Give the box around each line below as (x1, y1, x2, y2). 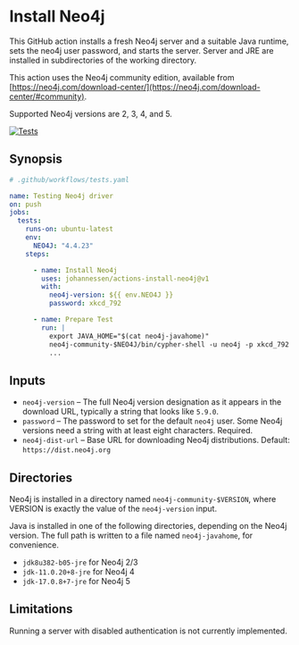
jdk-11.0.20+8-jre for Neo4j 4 (21, 566, 136, 577)
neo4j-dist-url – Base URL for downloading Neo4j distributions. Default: (21, 435, 290, 446)
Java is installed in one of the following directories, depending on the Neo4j (9, 521, 287, 531)
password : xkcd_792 (48, 299, 122, 308)
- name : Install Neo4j (32, 265, 118, 274)
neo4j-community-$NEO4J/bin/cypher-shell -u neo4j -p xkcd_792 (48, 339, 290, 349)
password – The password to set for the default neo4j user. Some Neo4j (21, 415, 283, 426)
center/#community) (9, 91, 85, 102)
